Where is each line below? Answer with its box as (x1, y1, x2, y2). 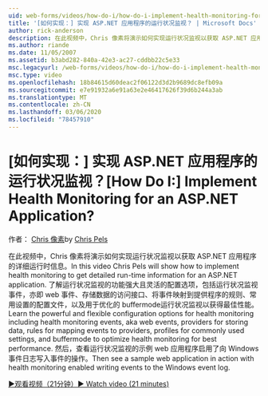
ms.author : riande (8, 42, 69, 49)
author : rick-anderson (8, 26, 84, 34)
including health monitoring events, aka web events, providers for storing (8, 317, 249, 327)
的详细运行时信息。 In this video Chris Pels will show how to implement (8, 261, 239, 271)
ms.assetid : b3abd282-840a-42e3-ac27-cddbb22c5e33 (8, 57, 180, 65)
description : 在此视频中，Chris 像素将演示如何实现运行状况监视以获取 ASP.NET (8, 34, 247, 42)
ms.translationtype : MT (8, 93, 88, 101)
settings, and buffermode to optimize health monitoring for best (8, 334, 217, 343)
